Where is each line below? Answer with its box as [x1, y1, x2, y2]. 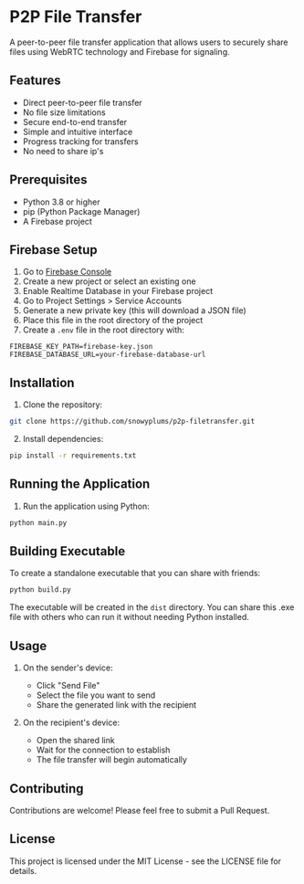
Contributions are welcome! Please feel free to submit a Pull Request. [9, 805, 270, 816]
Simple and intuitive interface [22, 126, 133, 137]
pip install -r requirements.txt [9, 451, 137, 460]
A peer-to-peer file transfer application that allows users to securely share [9, 37, 288, 47]
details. [9, 865, 37, 876]
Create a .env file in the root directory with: [22, 324, 185, 335]
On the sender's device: [22, 662, 113, 673]
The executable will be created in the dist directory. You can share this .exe [9, 602, 295, 613]
